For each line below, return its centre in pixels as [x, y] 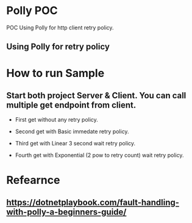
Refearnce [33, 180]
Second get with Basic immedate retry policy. [72, 131]
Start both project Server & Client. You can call [96, 95]
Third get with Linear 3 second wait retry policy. [75, 144]
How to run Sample [55, 73]
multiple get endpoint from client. [71, 105]
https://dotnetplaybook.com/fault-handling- [93, 202]
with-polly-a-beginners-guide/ [66, 212]
